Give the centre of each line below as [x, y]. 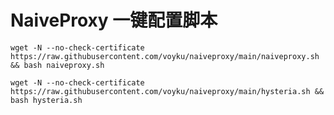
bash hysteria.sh [46, 100]
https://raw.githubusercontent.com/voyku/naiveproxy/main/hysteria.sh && [167, 91]
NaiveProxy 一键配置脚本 [114, 20]
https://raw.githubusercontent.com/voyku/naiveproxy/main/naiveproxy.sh [165, 56]
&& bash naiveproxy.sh [57, 65]
